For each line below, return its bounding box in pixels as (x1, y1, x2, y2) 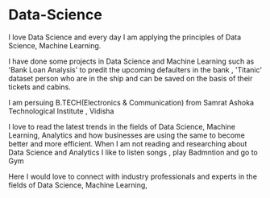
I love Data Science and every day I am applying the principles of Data (8, 32, 242, 42)
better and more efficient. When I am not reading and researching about (8, 138, 247, 148)
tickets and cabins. (8, 82, 71, 92)
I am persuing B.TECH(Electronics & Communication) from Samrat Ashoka (8, 97, 255, 107)
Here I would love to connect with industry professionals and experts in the (8, 171, 258, 181)
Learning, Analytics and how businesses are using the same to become (8, 130, 246, 140)
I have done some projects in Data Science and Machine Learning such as (8, 56, 255, 66)
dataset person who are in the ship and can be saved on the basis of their (8, 73, 253, 83)
